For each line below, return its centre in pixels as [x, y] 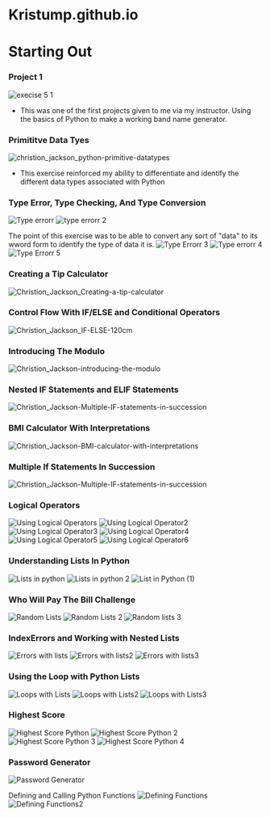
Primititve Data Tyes [49, 140]
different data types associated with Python [92, 181]
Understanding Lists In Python [69, 561]
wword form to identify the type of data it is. [81, 245]
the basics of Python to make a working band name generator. [123, 119]
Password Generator [50, 762]
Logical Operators [44, 505]
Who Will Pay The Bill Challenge [72, 600]
